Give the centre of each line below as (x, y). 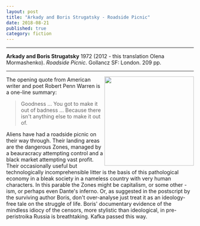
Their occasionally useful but (42, 166)
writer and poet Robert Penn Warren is (53, 86)
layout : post (22, 12)
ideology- (174, 197)
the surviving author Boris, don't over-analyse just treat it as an (83, 197)
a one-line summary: (32, 92)
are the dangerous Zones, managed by (54, 147)
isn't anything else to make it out (61, 117)
